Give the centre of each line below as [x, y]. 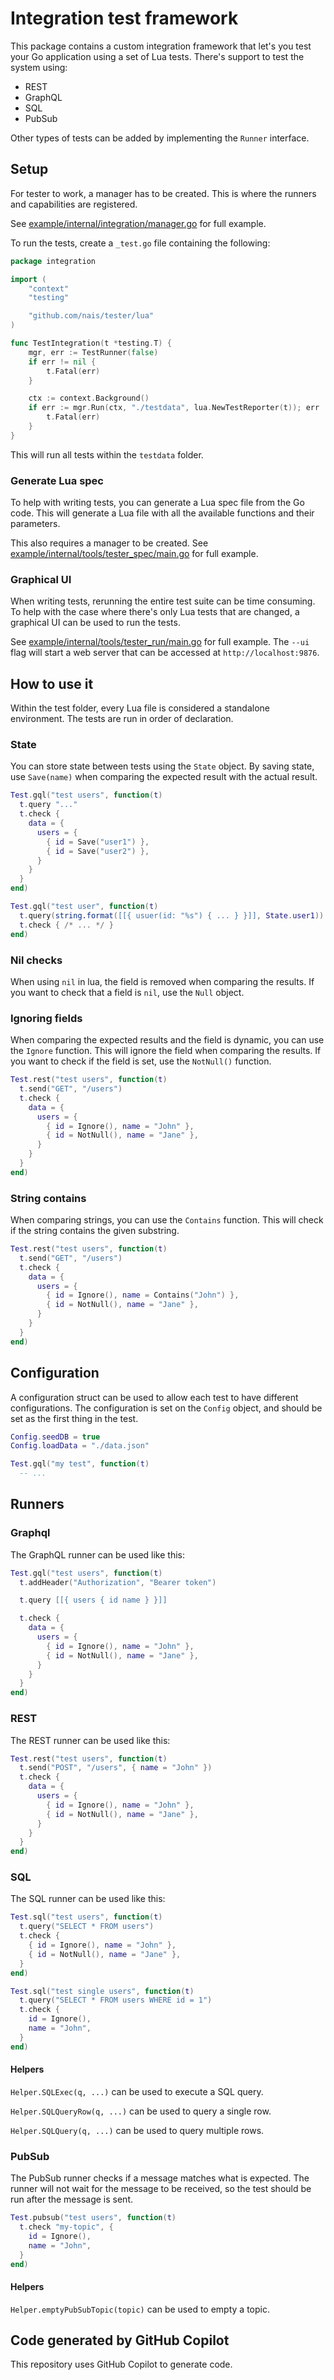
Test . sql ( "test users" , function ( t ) [86, 1917]
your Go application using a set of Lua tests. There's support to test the [157, 56]
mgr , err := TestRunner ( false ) [93, 352]
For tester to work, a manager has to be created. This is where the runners [163, 193]
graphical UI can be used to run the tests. [95, 623]
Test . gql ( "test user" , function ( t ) [84, 907]
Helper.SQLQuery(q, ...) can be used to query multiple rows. [137, 2130]
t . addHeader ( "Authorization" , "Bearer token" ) [118, 1582]
